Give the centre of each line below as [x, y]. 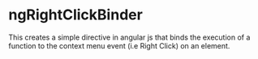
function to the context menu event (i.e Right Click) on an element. [119, 45]
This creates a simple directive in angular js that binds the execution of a [129, 37]
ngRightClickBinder [76, 15]
